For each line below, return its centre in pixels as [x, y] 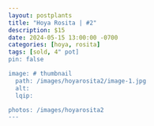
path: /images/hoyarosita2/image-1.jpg [81, 81]
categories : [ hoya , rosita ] [54, 45]
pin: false [26, 60]
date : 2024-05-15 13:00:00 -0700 [63, 37]
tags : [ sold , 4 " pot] [44, 52]
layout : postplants [40, 15]
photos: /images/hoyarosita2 [56, 110]
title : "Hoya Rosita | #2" [53, 23]
